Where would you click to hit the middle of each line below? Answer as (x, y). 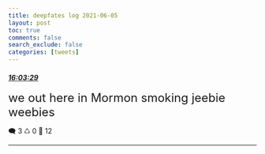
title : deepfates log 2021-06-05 (63, 15)
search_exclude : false (45, 45)
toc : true (24, 30)
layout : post (30, 23)
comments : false (35, 38)
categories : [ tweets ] (44, 52)
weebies (32, 112)
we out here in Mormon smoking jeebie (117, 98)
